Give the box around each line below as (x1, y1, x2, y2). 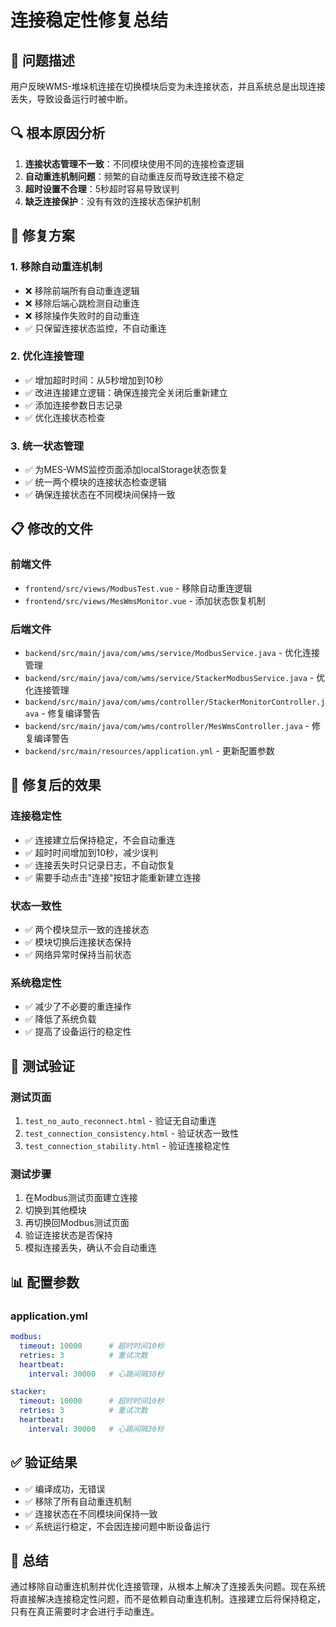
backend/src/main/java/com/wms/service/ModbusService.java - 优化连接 (24, 647, 321, 659)
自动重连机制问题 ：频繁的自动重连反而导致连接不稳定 (24, 170, 245, 182)
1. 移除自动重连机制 (10, 260, 103, 274)
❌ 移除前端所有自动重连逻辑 (24, 284, 140, 296)
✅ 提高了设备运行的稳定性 (24, 1026, 132, 1038)
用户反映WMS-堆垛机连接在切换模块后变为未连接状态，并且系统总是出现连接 (10, 81, 326, 92)
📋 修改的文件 (10, 521, 94, 538)
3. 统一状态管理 (10, 439, 85, 453)
